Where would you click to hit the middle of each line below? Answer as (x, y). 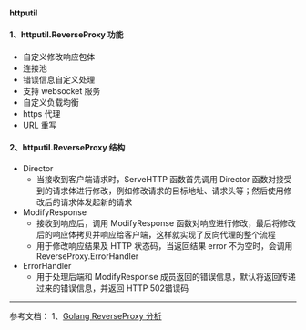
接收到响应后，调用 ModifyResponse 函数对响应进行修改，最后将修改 (166, 223)
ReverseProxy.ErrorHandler (87, 256)
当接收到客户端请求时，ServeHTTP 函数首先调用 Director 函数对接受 (164, 179)
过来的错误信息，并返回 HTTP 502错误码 (112, 288)
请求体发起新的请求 (97, 202)
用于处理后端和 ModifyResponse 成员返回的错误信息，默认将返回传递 (166, 277)
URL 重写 (40, 125)
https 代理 (41, 113)
